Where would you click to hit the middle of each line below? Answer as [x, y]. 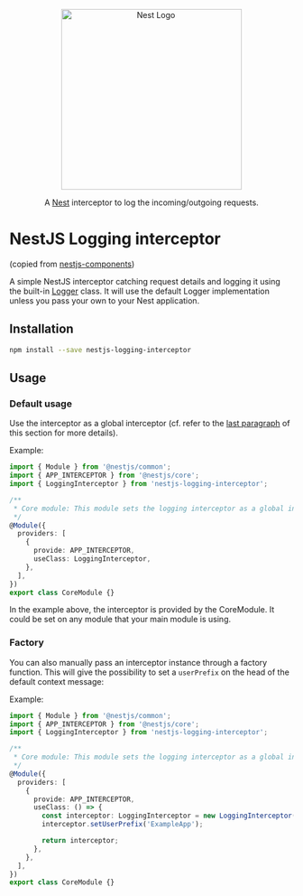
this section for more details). [64, 433]
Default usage [41, 404]
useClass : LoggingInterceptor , [92, 559]
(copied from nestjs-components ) [72, 264]
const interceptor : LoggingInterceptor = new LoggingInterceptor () [171, 816]
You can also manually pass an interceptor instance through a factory [138, 662]
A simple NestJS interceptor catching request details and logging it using [145, 281]
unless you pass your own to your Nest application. [105, 300]
